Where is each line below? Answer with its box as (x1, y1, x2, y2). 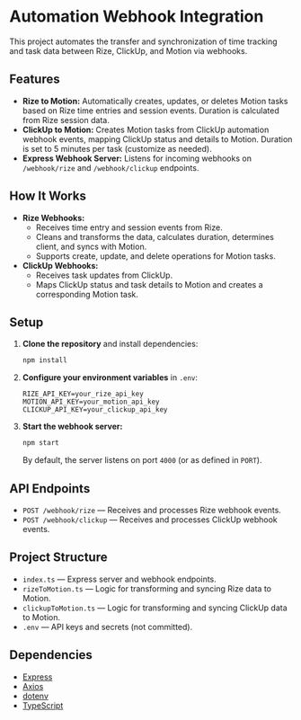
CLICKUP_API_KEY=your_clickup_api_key (22, 405, 168, 414)
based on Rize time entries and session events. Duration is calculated (22, 105, 280, 116)
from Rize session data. (22, 114, 110, 125)
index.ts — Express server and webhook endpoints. (22, 573, 217, 584)
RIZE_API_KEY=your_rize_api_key (22, 389, 144, 399)
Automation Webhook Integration (9, 6, 264, 27)
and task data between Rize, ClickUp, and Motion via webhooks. (9, 45, 248, 56)
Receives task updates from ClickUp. (35, 270, 173, 280)
